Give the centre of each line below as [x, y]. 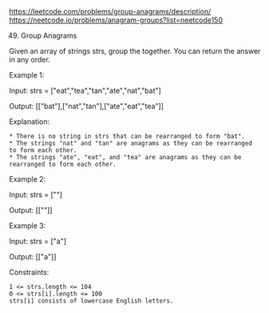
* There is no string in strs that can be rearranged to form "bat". [127, 136]
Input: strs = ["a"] [38, 241]
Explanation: [30, 122]
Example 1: [27, 75]
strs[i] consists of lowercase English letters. [91, 301]
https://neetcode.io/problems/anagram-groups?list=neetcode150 [116, 20]
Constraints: [29, 272]
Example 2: [28, 179]
